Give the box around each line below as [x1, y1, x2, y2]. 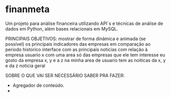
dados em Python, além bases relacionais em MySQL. [5, 25, 119, 31]
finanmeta [5, 4, 50, 15]
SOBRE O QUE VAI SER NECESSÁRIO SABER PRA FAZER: [5, 72, 125, 78]
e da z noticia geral [5, 62, 46, 69]
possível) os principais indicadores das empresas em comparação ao [5, 41, 151, 47]
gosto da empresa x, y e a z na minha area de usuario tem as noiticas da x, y [5, 57, 166, 63]
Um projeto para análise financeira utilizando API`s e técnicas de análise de [5, 20, 163, 26]
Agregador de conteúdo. [12, 82, 65, 88]
